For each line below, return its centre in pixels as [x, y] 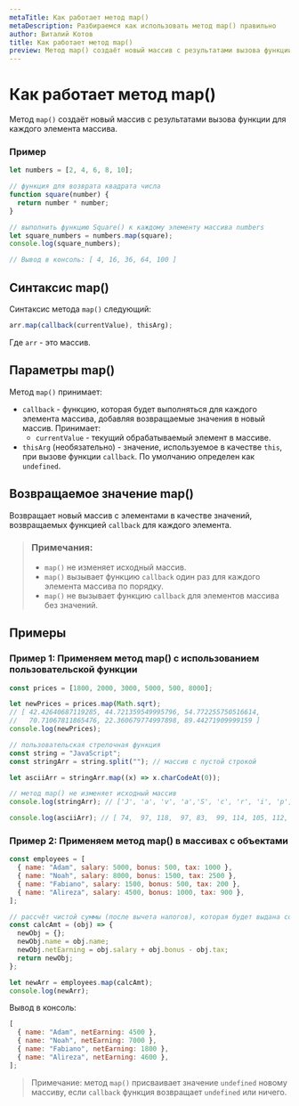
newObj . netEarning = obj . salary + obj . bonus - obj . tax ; [123, 950]
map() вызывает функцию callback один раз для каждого [152, 576]
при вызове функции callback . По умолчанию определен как [138, 456]
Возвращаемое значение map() [101, 494]
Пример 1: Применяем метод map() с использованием [134, 658]
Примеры [38, 633]
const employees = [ [48, 859]
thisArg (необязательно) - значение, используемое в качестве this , [152, 447]
